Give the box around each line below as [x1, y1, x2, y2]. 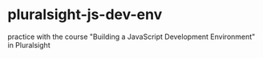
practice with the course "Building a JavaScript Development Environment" [7, 32, 256, 41]
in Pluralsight [7, 40, 51, 49]
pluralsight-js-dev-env [7, 6, 163, 24]
